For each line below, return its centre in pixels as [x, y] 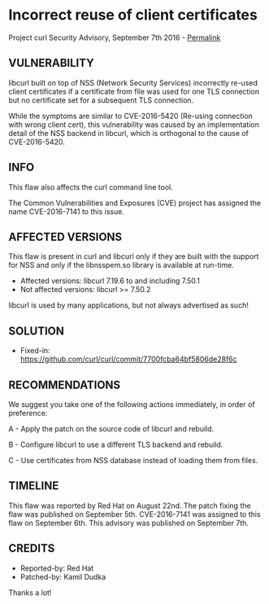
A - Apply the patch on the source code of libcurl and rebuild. [111, 429]
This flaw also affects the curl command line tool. [91, 187]
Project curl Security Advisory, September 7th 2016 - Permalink [115, 37]
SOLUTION [37, 331]
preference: [28, 413]
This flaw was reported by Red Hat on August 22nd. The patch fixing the [130, 506]
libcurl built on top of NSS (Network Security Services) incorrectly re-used [133, 82]
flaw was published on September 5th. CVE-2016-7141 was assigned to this [135, 514]
